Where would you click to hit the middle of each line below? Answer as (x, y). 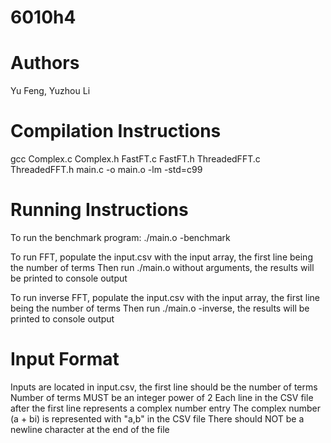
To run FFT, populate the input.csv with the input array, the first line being (161, 257)
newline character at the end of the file (90, 429)
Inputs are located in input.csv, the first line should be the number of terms (164, 387)
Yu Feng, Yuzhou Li (50, 91)
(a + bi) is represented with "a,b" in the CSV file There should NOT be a (157, 418)
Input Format (65, 359)
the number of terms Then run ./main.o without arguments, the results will (162, 267)
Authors (45, 63)
